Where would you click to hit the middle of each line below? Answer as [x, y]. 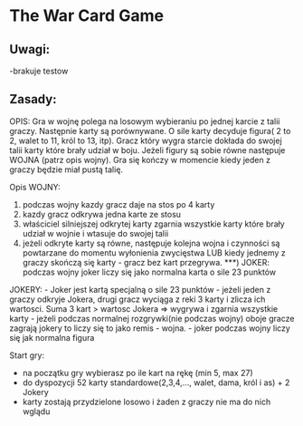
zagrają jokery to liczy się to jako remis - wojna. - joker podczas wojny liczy [150, 328]
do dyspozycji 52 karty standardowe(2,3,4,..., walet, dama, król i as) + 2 [156, 382]
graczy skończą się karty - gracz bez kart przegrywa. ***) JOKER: [146, 262]
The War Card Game [87, 16]
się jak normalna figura [52, 337]
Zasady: [33, 99]
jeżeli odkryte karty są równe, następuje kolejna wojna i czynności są [151, 243]
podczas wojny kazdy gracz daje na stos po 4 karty [118, 204]
